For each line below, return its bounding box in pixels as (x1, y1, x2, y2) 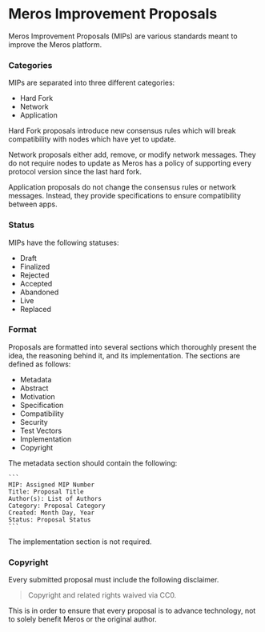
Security (19, 417, 48, 426)
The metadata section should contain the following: (8, 458, 178, 468)
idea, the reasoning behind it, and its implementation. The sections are (8, 350, 241, 360)
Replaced (19, 304, 52, 314)
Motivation (19, 391, 56, 401)
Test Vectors (19, 426, 62, 435)
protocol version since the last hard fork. (8, 167, 143, 177)
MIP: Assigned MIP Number (8, 481, 94, 489)
